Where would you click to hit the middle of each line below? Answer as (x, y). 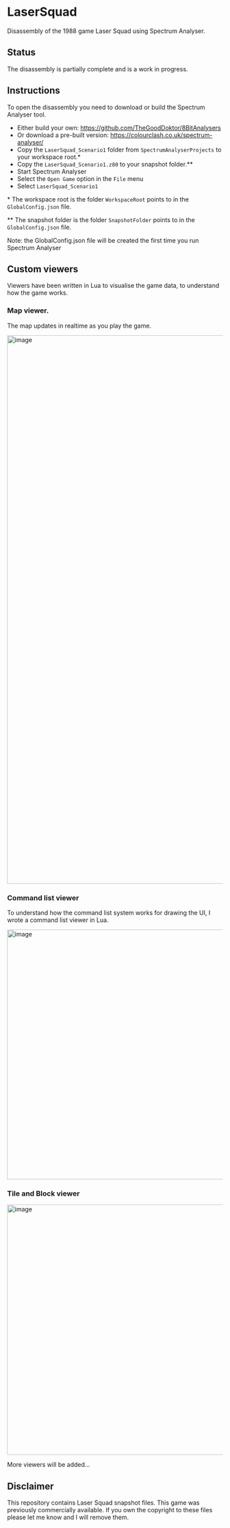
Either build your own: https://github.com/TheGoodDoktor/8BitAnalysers (119, 128)
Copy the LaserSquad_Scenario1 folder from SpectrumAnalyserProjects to (119, 149)
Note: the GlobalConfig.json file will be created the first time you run (103, 240)
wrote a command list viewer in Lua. (58, 920)
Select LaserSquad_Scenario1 (57, 186)
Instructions (34, 91)
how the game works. (38, 293)
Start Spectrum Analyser (52, 171)
